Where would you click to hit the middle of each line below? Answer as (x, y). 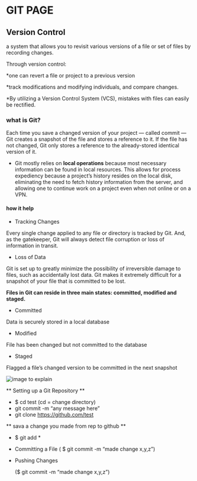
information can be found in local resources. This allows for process (98, 170)
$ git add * (28, 437)
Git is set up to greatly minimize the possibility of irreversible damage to (93, 268)
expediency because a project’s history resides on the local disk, (93, 176)
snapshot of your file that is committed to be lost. (66, 281)
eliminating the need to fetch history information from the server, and (99, 182)
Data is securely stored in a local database (58, 322)
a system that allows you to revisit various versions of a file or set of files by (98, 46)
